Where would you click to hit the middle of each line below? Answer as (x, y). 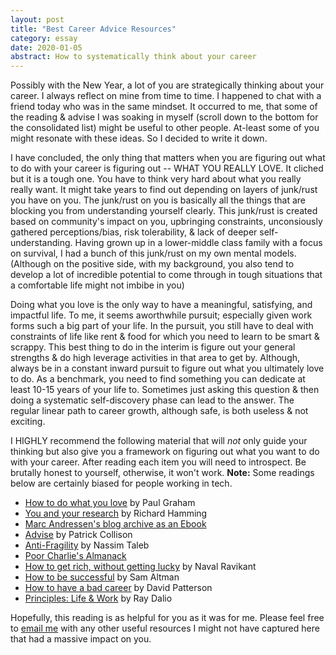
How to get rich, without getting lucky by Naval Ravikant (140, 567)
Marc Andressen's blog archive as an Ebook (115, 524)
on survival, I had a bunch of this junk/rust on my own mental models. (153, 253)
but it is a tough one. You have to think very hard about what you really (156, 179)
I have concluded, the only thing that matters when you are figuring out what (168, 158)
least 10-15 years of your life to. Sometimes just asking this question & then (165, 390)
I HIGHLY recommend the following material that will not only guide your (159, 441)
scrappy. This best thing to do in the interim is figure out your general (153, 347)
